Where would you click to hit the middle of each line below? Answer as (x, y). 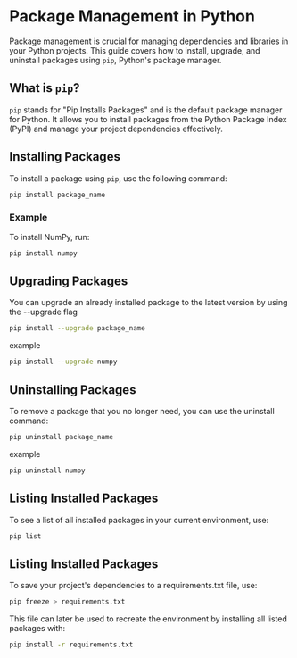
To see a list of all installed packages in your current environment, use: (139, 520)
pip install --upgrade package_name (77, 329)
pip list (25, 536)
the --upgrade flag (44, 312)
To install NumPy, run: (49, 237)
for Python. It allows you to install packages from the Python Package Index (148, 119)
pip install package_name (57, 195)
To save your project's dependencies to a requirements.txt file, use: (133, 586)
